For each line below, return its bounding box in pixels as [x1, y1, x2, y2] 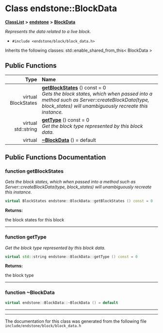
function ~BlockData [5, 289, 55, 296]
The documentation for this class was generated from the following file [5, 318, 147, 324]
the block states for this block [5, 217, 65, 223]
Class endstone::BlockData [5, 3, 117, 14]
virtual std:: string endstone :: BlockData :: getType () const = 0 [5, 254, 138, 259]
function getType [5, 234, 47, 240]
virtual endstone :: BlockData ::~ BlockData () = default [5, 300, 118, 305]
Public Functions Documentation [5, 153, 106, 161]
